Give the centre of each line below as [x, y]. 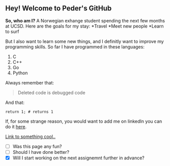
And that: [15, 102]
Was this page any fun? [37, 146]
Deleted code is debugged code [51, 92]
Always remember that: [30, 82]
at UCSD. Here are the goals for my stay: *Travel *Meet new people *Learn [84, 26]
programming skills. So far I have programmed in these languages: [75, 47]
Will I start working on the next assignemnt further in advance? [78, 158]
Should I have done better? [41, 152]
